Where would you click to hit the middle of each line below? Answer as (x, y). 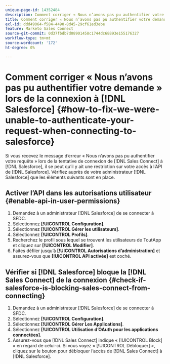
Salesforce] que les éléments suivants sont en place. (60, 177)
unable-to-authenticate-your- (70, 120)
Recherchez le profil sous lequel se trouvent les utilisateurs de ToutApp (87, 240)
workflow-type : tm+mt (28, 38)
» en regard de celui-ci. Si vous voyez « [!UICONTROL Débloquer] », (84, 346)
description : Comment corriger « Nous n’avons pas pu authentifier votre (85, 15)
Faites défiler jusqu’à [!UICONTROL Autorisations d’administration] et (86, 251)
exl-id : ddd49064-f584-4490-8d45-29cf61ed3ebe (55, 24)
